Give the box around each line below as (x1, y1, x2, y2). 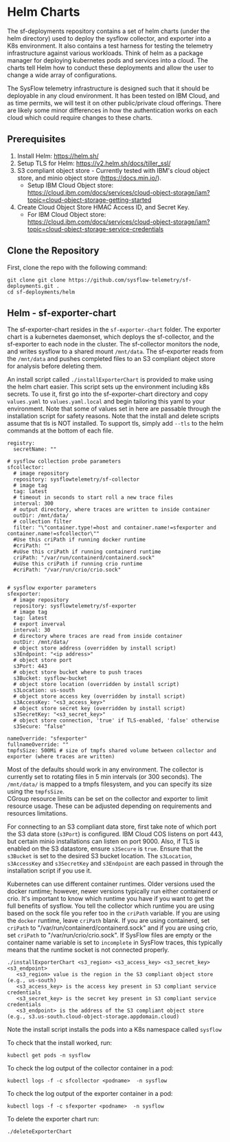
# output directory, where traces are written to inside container (13, 506, 211, 513)
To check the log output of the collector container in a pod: (7, 1064, 174, 1072)
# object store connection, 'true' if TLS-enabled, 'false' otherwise (13, 717, 220, 724)
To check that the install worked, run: (7, 1039, 112, 1047)
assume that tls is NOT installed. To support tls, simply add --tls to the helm (7, 419, 224, 428)
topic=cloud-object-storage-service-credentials (27, 225, 164, 233)
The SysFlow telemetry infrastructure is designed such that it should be (7, 84, 209, 92)
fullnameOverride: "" (7, 741, 69, 748)
